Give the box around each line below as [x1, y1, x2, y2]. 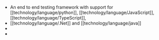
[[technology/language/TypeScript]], [10, 15, 87, 20]
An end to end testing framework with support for [10, 4, 114, 10]
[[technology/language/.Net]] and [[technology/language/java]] [10, 20, 141, 26]
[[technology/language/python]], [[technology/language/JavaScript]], [10, 9, 155, 15]
